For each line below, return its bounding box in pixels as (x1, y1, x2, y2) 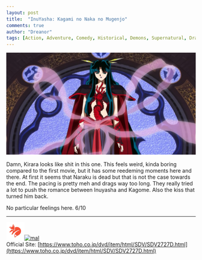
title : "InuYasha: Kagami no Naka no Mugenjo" (6, 16, 128, 22)
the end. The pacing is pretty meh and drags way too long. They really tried (6, 179, 194, 187)
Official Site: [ (6, 241, 40, 248)
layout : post (6, 10, 39, 16)
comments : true (6, 22, 44, 28)
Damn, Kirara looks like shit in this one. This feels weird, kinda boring (6, 160, 177, 168)
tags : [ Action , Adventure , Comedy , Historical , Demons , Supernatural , (6, 35, 187, 42)
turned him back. (6, 193, 49, 200)
